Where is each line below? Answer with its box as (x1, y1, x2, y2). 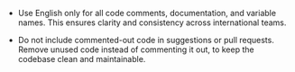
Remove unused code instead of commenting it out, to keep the (17, 44, 254, 55)
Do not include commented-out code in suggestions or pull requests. (17, 35, 275, 45)
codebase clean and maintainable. (17, 54, 146, 64)
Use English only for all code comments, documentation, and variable (17, 8, 277, 18)
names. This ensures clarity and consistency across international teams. (17, 17, 287, 28)
